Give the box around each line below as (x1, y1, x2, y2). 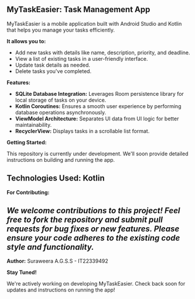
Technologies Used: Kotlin (6, 173, 105, 183)
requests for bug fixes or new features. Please (6, 224, 180, 234)
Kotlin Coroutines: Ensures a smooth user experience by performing (15, 102, 182, 110)
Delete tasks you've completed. (15, 67, 92, 75)
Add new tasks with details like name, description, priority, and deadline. (15, 49, 190, 56)
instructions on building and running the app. (6, 156, 115, 163)
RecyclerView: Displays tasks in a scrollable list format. (15, 127, 150, 134)
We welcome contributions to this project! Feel (6, 206, 180, 215)
